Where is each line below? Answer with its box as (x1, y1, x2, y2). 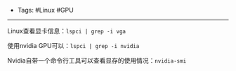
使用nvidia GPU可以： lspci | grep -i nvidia (7, 42, 140, 49)
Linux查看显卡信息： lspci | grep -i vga (7, 27, 126, 35)
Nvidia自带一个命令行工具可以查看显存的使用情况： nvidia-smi (7, 56, 187, 65)
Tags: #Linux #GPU (17, 6, 74, 14)
